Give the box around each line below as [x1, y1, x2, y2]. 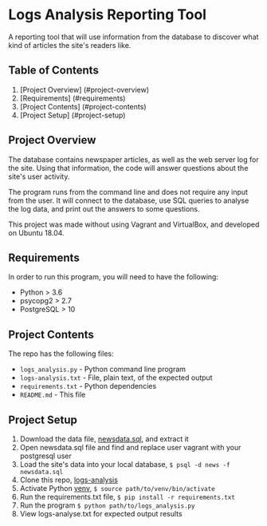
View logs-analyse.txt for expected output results [19, 509, 183, 518]
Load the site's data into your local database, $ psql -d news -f [19, 460, 230, 469]
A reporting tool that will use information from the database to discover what [8, 32, 259, 42]
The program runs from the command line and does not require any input [8, 187, 249, 196]
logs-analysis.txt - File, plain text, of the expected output [19, 373, 213, 382]
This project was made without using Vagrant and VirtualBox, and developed [8, 219, 260, 229]
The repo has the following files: [8, 349, 114, 358]
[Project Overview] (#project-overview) [19, 85, 150, 94]
